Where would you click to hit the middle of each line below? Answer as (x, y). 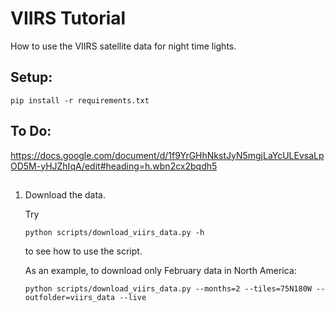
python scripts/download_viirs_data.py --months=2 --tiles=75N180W (168, 288)
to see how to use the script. (83, 251)
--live (133, 297)
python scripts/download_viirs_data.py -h (114, 232)
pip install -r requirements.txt (80, 100)
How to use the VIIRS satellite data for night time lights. (123, 46)
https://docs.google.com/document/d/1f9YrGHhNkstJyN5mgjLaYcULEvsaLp (167, 155)
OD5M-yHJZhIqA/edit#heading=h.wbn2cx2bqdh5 (114, 166)
